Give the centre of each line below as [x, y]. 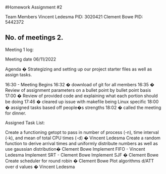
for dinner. [16, 113]
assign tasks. [19, 74]
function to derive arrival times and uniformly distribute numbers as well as [82, 143]
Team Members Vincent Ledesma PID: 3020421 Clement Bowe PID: [74, 17]
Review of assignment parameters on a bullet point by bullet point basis [78, 90]
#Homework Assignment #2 [34, 7]
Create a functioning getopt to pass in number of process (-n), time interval [82, 132]
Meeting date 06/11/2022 [31, 59]
